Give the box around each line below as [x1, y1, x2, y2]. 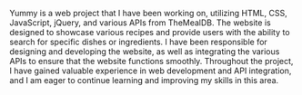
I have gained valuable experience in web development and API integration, [9, 65, 292, 76]
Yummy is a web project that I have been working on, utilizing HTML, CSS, [9, 8, 288, 18]
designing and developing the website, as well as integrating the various [9, 46, 280, 57]
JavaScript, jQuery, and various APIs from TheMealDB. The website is [9, 17, 271, 28]
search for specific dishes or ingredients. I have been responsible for [9, 36, 268, 47]
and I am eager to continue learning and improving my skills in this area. [9, 75, 279, 85]
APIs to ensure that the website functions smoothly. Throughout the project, [9, 56, 294, 66]
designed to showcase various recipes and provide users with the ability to [9, 27, 290, 37]
